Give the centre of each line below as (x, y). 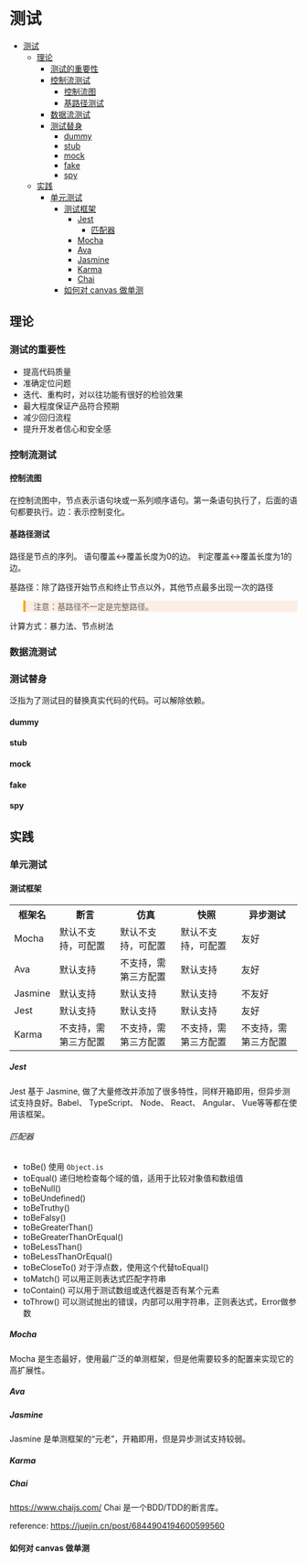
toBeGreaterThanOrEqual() (73, 1236)
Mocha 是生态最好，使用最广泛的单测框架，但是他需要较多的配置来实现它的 (152, 1358)
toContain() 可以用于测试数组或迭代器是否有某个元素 (121, 1289)
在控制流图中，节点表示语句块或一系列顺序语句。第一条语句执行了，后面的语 (153, 500)
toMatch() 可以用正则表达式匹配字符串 (95, 1278)
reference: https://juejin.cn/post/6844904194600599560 (117, 1526)
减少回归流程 (47, 417)
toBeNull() (42, 1188)
